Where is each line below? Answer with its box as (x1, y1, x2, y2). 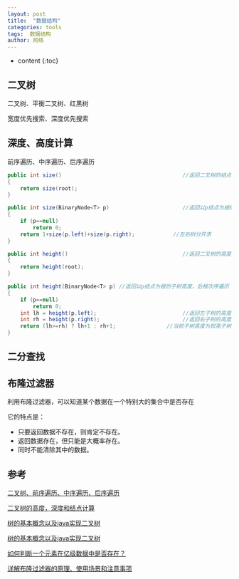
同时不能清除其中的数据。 (17, 446, 93, 454)
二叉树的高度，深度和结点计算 (7, 504, 95, 513)
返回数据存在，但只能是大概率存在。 (17, 437, 124, 445)
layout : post (7, 10, 46, 18)
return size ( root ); (20, 184, 78, 192)
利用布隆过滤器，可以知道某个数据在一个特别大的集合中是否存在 (7, 397, 194, 406)
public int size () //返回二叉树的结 (7, 172, 226, 179)
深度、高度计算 (7, 137, 73, 150)
